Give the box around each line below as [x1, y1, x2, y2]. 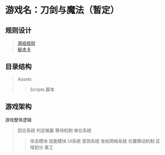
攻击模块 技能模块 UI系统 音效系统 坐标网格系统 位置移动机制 [29, 138, 155, 144]
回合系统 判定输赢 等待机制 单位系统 [17, 127, 91, 133]
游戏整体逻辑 [5, 116, 31, 122]
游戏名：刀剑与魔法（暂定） [5, 4, 119, 16]
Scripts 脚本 [29, 86, 55, 92]
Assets [17, 76, 32, 82]
